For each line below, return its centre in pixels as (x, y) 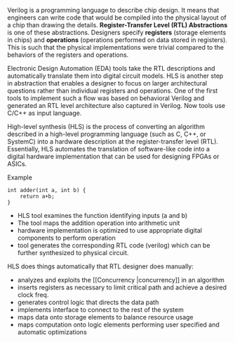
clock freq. (33, 295)
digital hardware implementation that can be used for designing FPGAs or (113, 156)
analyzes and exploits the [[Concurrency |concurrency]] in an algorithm (121, 280)
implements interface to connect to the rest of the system (100, 310)
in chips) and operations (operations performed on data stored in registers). (117, 40)
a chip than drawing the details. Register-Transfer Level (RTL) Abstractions (117, 25)
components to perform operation (66, 238)
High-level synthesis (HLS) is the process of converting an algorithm (106, 126)
